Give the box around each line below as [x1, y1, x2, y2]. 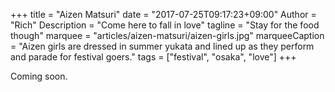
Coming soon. [10, 70, 68, 82]
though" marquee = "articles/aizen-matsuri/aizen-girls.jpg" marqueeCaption [10, 30, 325, 41]
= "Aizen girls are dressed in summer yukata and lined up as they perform [10, 40, 315, 52]
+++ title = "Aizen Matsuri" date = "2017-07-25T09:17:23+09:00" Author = [10, 9, 317, 20]
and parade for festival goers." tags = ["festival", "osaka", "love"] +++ [10, 51, 297, 63]
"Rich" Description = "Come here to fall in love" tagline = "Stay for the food [10, 19, 320, 31]
